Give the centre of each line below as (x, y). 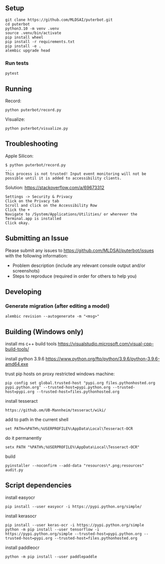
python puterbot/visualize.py (37, 128)
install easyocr (20, 497)
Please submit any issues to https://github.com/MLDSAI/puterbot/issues (79, 250)
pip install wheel (24, 37)
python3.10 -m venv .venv (32, 29)
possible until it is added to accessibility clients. (63, 178)
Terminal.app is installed (33, 218)
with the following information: (36, 255)
